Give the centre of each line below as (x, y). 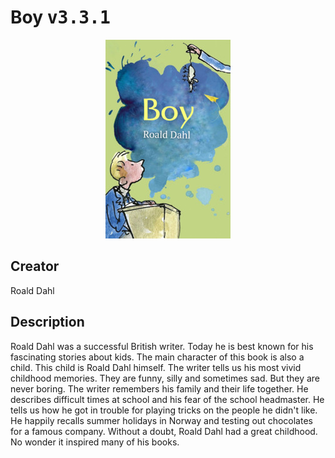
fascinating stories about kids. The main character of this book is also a (157, 357)
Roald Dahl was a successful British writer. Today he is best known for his (162, 346)
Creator (35, 266)
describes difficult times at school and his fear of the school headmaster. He (167, 399)
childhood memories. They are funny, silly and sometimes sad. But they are (165, 378)
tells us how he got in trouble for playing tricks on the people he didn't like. (164, 410)
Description (47, 322)
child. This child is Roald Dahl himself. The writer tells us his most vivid (156, 367)
